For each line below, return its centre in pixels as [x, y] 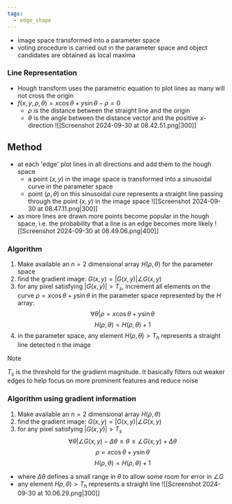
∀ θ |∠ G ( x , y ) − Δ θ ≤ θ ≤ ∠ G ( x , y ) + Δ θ [122, 441]
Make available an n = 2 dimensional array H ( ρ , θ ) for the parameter [115, 264]
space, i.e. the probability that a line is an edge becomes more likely [115, 223]
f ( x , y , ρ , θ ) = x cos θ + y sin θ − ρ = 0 [69, 103]
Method [25, 147]
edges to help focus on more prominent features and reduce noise [103, 380]
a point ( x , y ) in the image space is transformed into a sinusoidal [119, 179]
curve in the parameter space [70, 186]
